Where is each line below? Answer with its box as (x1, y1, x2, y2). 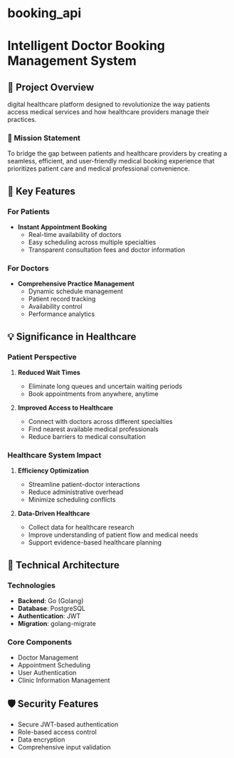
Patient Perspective (7, 352, 77, 362)
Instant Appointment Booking (17, 223, 107, 231)
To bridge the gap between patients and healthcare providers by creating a (7, 149, 228, 158)
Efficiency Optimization (17, 466, 90, 475)
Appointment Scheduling (17, 661, 91, 669)
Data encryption (17, 735, 65, 744)
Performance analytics (28, 310, 95, 318)
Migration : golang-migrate (17, 620, 96, 628)
